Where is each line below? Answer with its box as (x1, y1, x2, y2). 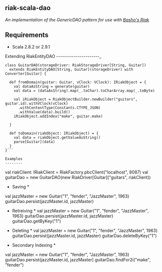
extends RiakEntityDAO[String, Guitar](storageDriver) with (9, 67, 133, 72)
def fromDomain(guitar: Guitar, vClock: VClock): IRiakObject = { (9, 80, 146, 85)
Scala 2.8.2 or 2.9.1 (12, 44, 50, 50)
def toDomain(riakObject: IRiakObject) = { (9, 131, 98, 136)
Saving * (12, 183, 30, 189)
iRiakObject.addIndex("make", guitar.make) (14, 114, 103, 119)
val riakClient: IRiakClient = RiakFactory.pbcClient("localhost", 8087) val (5, 169, 148, 175)
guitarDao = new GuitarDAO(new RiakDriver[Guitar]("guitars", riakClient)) (5, 174, 151, 180)
